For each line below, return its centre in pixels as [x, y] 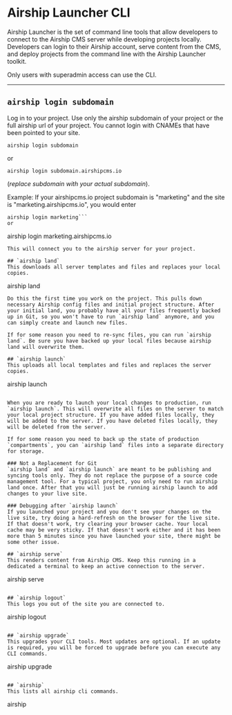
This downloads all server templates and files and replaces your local [114, 267]
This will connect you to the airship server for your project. [101, 248]
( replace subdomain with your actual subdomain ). [78, 183]
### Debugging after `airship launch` [63, 506]
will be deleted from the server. [57, 427]
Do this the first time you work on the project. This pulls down [105, 298]
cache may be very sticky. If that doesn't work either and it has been [114, 530]
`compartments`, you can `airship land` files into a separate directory [116, 445]
